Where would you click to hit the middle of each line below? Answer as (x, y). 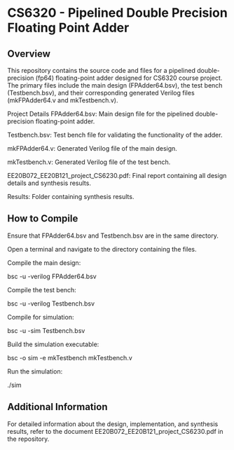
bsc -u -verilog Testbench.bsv (51, 304)
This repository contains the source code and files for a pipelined (102, 70)
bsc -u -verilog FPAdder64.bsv (52, 276)
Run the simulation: (35, 371)
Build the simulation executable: (53, 344)
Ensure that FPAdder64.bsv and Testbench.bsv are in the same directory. (113, 236)
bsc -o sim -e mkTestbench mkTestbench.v (70, 357)
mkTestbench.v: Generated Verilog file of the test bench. (89, 162)
